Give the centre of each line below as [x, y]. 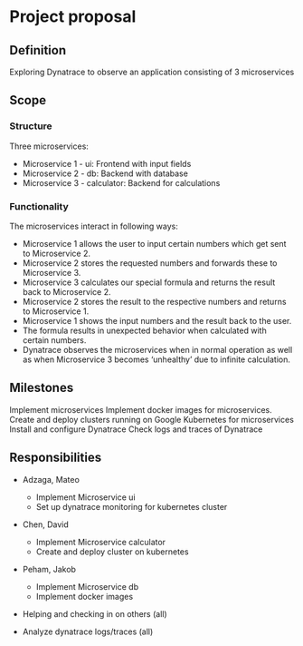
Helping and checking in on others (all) [95, 613]
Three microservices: [49, 146]
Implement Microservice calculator [100, 542]
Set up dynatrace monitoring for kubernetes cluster [132, 506]
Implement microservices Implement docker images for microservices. [141, 409]
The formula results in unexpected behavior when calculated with [144, 330]
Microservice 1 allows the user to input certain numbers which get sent [154, 243]
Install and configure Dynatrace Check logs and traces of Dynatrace [136, 429]
